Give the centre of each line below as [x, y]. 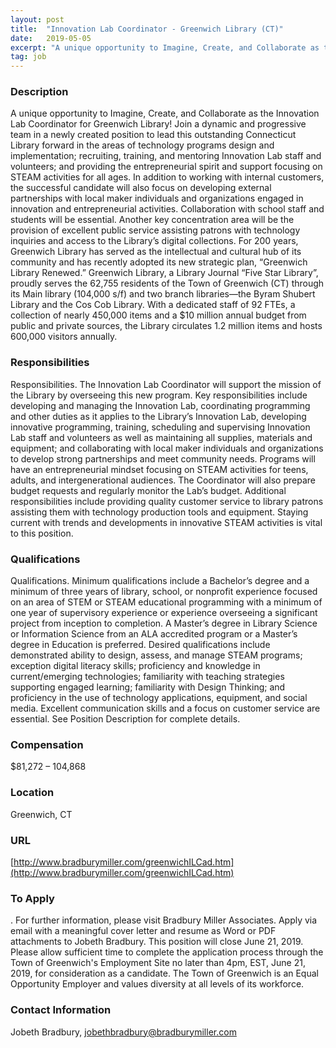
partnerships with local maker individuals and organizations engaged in [157, 198]
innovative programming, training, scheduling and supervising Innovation [160, 427]
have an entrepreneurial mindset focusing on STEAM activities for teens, [159, 469]
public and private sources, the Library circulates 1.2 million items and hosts [166, 326]
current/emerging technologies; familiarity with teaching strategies [147, 677]
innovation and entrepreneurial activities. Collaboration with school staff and [167, 209]
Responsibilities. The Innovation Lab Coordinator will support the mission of [166, 384]
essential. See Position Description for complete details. [125, 719]
